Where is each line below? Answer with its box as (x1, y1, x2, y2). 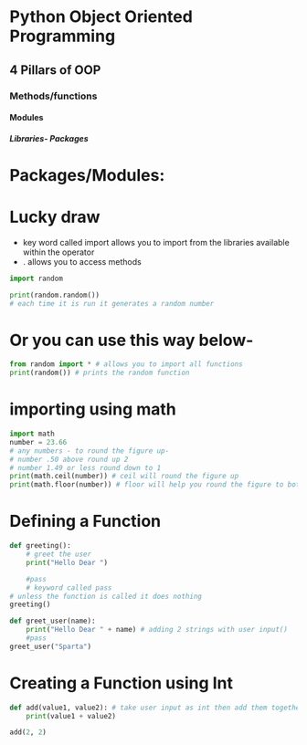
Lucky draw (9, 207, 101, 227)
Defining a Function (9, 511, 162, 531)
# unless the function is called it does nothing (9, 592, 203, 601)
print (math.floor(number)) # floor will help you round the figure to (9, 480, 284, 489)
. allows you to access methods (22, 256, 142, 267)
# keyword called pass (26, 582, 112, 593)
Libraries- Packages (9, 132, 89, 143)
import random (9, 274, 64, 283)
